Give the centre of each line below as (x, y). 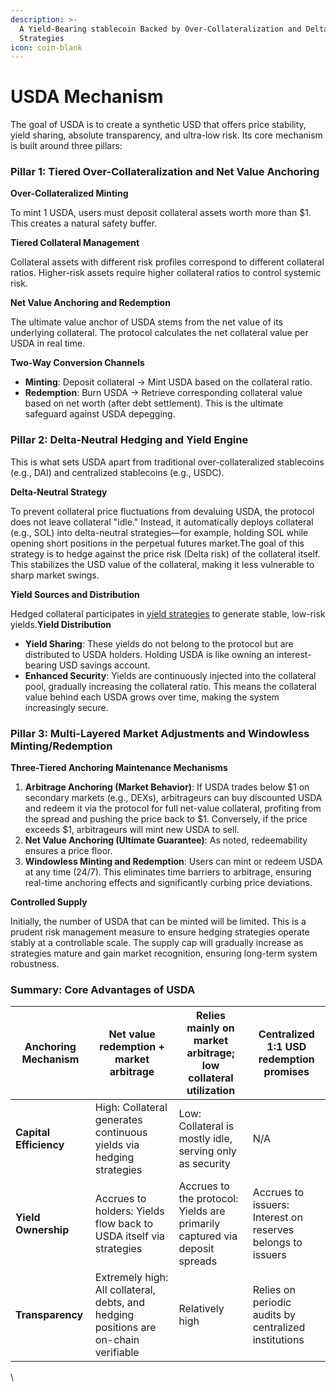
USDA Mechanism (87, 97)
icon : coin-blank (46, 47)
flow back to (124, 1224)
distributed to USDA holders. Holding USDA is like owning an (149, 654)
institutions (278, 1340)
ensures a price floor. (68, 851)
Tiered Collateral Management (75, 243)
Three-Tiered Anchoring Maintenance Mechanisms (119, 768)
